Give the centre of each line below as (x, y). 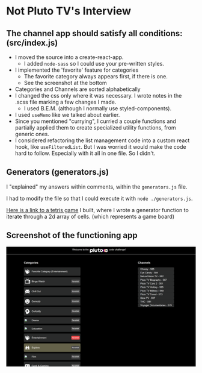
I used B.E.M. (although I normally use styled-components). (98, 108)
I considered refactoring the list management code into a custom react (102, 140)
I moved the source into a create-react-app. (69, 57)
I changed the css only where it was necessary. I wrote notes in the (98, 96)
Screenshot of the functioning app (72, 235)
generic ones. (32, 134)
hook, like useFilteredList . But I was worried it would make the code (100, 147)
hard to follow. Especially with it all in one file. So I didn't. (85, 153)
